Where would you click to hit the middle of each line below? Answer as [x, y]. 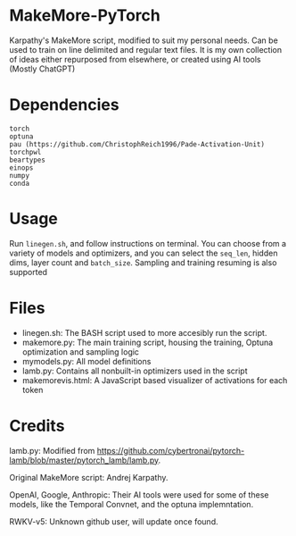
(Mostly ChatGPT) [42, 69]
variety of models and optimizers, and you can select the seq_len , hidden [144, 253]
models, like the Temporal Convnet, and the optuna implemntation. [132, 504]
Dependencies [64, 105]
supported [28, 272]
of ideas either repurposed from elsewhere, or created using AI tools [135, 59]
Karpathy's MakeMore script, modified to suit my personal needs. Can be [144, 40]
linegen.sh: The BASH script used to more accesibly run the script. [144, 332]
